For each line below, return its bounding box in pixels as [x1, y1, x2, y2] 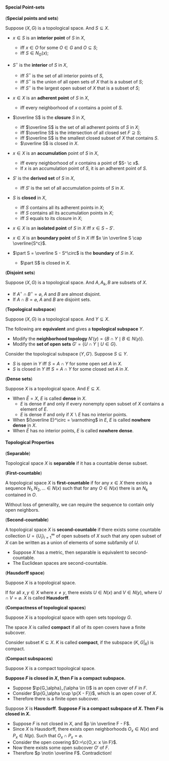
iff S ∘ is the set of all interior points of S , [20, 71, 104, 78]
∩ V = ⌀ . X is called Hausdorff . [5, 595, 70, 601]
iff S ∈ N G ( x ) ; [20, 50, 49, 57]
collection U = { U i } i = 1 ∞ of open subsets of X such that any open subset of [5, 532, 162, 540]
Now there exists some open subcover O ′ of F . [12, 744, 110, 750]
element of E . [20, 406, 48, 412]
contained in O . [5, 492, 37, 498]
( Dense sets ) [5, 376, 33, 382]
